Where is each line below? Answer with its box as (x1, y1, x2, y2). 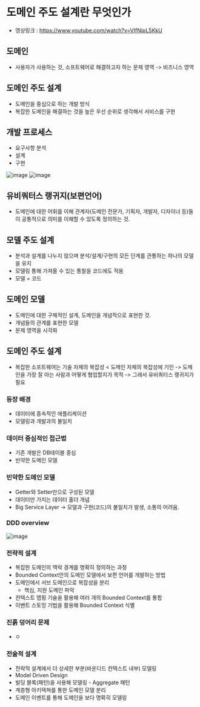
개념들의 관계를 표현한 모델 (15, 319, 79, 326)
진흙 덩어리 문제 (6, 619, 50, 627)
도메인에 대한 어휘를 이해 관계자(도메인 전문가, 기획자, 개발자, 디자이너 (15, 208, 181, 215)
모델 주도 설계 (6, 234, 55, 245)
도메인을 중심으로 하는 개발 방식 (15, 100, 90, 107)
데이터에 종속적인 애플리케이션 (15, 410, 87, 417)
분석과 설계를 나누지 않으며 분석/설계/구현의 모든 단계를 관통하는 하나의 (15, 252, 183, 259)
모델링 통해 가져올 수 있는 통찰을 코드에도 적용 (15, 267, 124, 274)
